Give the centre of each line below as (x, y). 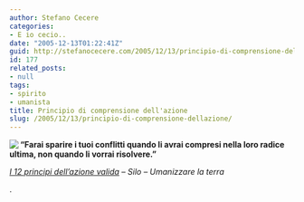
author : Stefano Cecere (54, 18)
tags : (19, 85)
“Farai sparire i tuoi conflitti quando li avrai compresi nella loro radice (152, 145)
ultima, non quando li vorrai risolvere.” (83, 154)
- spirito (28, 93)
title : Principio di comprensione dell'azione (99, 111)
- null (22, 77)
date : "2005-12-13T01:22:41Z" (66, 43)
